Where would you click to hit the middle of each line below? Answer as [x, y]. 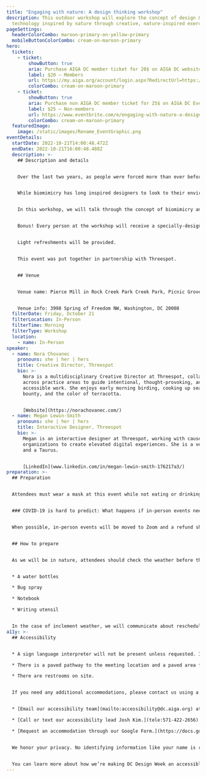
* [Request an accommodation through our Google [75, 731]
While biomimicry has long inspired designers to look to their [101, 193]
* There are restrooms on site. [53, 676]
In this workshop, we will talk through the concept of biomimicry [105, 210]
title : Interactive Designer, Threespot [70, 427]
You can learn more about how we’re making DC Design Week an [93, 764]
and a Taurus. [41, 450]
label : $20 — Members [56, 75]
